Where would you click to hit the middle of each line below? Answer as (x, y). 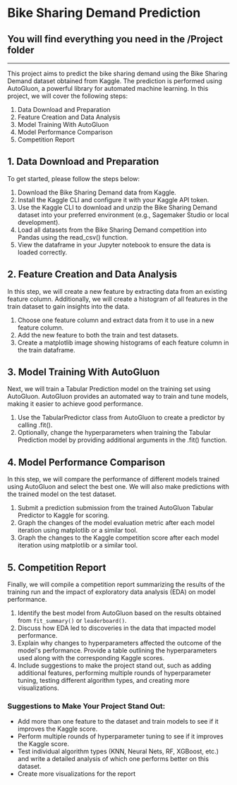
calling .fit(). (35, 425)
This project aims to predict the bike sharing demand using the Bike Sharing (117, 73)
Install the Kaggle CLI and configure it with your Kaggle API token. (113, 199)
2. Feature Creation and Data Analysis (92, 274)
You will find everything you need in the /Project (115, 39)
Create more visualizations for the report (77, 774)
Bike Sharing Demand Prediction (104, 13)
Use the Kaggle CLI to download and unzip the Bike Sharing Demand (117, 207)
